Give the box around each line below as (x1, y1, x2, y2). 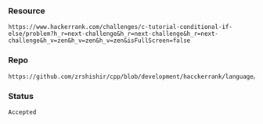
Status (8, 90, 34, 101)
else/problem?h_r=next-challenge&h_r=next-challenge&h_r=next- (8, 30, 219, 38)
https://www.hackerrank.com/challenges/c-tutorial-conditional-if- (8, 23, 233, 31)
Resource (8, 5, 45, 16)
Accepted (8, 108, 37, 116)
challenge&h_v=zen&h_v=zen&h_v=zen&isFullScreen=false (8, 37, 191, 44)
